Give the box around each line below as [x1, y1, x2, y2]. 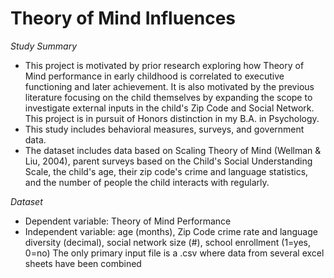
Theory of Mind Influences [10, 7, 237, 30]
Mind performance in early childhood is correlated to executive [24, 70, 285, 82]
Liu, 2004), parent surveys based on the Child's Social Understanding [24, 155, 313, 167]
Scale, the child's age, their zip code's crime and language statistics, [24, 165, 309, 177]
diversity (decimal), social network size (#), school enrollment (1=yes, [24, 236, 311, 248]
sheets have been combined [24, 257, 142, 269]
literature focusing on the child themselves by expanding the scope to [24, 91, 313, 103]
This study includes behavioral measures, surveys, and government [24, 123, 305, 135]
